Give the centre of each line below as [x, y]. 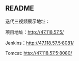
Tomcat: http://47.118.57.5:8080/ [39, 53]
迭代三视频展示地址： [28, 21]
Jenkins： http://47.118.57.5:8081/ [39, 43]
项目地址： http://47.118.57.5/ [35, 32]
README [20, 8]
